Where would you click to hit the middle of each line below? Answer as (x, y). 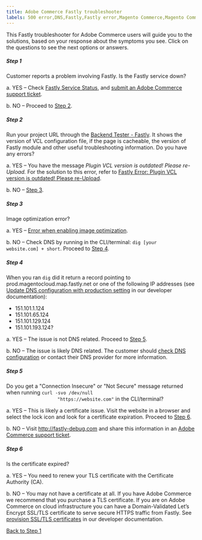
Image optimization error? (38, 219)
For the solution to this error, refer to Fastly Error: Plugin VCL (102, 172)
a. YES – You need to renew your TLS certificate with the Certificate (90, 476)
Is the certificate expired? (38, 464)
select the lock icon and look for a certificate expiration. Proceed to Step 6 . (99, 417)
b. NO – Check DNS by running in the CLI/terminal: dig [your (82, 242)
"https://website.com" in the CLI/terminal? (111, 399)
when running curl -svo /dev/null (50, 393)
